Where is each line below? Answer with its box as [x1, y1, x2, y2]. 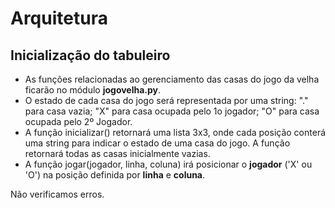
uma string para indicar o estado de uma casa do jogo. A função [24, 137, 291, 149]
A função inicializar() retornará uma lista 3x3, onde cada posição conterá [24, 127, 327, 138]
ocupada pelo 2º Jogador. [24, 116, 133, 127]
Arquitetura [10, 7, 108, 30]
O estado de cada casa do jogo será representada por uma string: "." [24, 95, 309, 106]
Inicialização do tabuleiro [10, 47, 171, 64]
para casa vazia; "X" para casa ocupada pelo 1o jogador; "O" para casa [24, 105, 320, 117]
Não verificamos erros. [10, 188, 105, 200]
